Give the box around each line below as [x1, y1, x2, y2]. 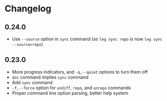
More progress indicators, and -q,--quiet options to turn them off [11, 69, 148, 75]
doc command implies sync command [11, 74, 88, 80]
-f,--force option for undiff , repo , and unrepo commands [11, 85, 131, 91]
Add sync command [11, 79, 53, 85]
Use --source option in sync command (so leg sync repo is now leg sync [11, 36, 162, 42]
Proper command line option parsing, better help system [11, 90, 128, 96]
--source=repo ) [11, 41, 43, 47]
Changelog [4, 3, 51, 14]
